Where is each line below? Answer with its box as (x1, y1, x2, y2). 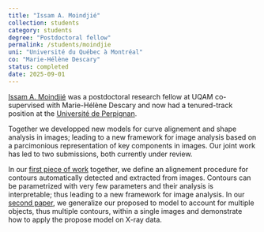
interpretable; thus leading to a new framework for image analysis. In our (8, 189, 245, 199)
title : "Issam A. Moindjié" (8, 11, 101, 20)
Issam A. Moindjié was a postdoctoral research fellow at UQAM (8, 92, 213, 101)
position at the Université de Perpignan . (8, 108, 138, 118)
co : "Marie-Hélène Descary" (8, 56, 101, 64)
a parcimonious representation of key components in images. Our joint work (8, 140, 255, 150)
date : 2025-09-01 (8, 70, 66, 78)
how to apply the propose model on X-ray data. (8, 215, 162, 224)
